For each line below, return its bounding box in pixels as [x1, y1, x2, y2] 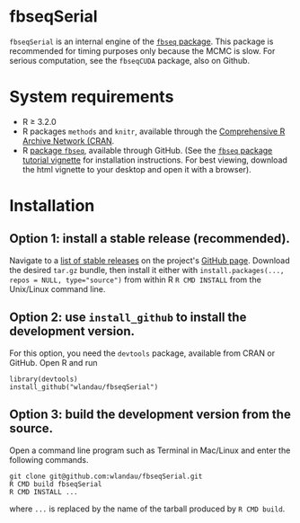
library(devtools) [9, 375, 78, 384]
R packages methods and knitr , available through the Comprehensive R [22, 126, 286, 137]
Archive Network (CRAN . [22, 135, 115, 146]
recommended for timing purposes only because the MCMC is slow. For [9, 45, 276, 56]
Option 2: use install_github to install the [9, 310, 247, 325]
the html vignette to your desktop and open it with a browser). [22, 164, 251, 174]
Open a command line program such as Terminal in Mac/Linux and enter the [9, 445, 291, 456]
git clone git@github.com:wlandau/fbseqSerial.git [9, 472, 203, 481]
